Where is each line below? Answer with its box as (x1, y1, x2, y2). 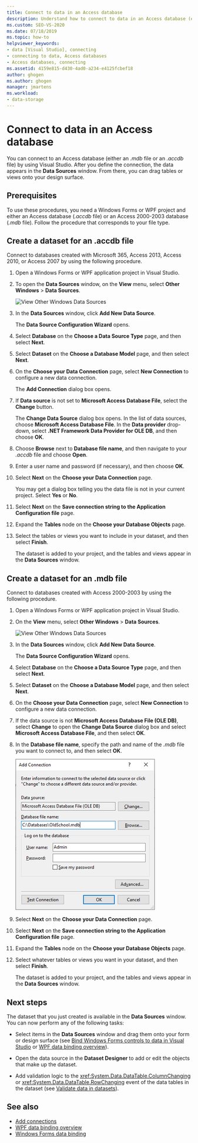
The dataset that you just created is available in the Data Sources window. (6, 1013, 187, 1020)
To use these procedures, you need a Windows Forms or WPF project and (6, 206, 186, 214)
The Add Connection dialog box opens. (15, 386, 112, 393)
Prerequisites (6, 190, 57, 201)
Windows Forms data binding (15, 1130, 86, 1137)
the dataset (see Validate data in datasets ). (15, 1085, 119, 1092)
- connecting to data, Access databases (6, 53, 108, 59)
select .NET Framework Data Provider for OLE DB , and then (32, 428, 177, 435)
